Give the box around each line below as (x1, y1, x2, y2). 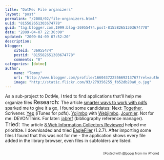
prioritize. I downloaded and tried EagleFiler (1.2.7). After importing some (5, 127, 151, 133)
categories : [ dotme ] (5, 61, 47, 66)
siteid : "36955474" (14, 48, 54, 53)
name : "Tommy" (14, 71, 42, 76)
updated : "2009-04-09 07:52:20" (5, 35, 71, 40)
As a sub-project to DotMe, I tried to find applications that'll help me (5, 93, 142, 99)
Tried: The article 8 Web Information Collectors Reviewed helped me (5, 120, 146, 128)
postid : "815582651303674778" (14, 52, 76, 58)
